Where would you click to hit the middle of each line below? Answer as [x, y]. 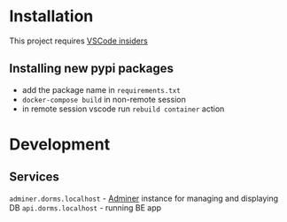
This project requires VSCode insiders [78, 41]
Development [60, 144]
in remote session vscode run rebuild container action [123, 109]
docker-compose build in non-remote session [104, 99]
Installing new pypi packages [92, 69]
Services [35, 177]
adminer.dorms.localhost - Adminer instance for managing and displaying [144, 198]
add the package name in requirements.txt [101, 89]
